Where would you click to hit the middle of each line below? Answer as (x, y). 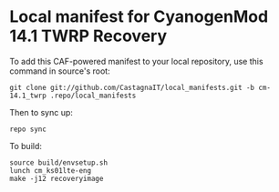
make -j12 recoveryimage (57, 178)
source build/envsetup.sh (58, 162)
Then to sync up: (41, 112)
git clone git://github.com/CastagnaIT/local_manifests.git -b (132, 87)
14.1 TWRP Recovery (88, 36)
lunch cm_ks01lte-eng (51, 170)
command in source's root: (60, 71)
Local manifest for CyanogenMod (139, 17)
